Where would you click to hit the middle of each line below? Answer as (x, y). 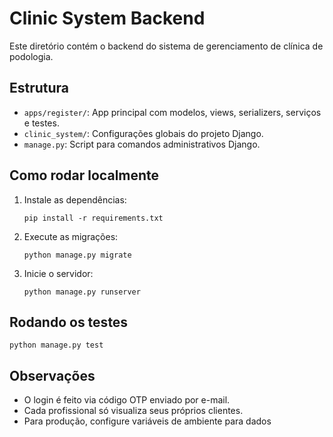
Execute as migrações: (71, 236)
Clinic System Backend (107, 18)
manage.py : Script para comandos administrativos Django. (142, 144)
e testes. (41, 123)
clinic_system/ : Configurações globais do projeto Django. (143, 133)
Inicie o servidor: (58, 273)
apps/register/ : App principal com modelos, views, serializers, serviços (172, 112)
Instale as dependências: (75, 199)
